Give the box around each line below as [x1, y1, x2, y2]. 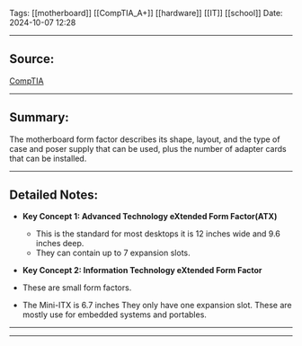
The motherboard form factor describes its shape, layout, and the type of [9, 134, 280, 145]
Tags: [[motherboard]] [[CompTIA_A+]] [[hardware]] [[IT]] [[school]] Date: [9, 8, 283, 18]
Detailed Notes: [9, 188, 99, 203]
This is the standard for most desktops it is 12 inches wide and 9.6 [35, 228, 281, 239]
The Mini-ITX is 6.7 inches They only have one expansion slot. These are [22, 300, 292, 311]
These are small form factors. [22, 282, 132, 293]
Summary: [9, 110, 69, 125]
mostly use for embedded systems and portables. [22, 309, 207, 320]
